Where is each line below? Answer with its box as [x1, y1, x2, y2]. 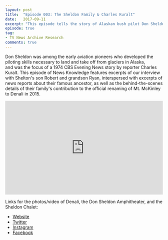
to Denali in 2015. [5, 90, 41, 96]
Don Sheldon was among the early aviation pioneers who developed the [5, 53, 153, 59]
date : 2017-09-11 [5, 16, 46, 21]
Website [12, 213, 30, 219]
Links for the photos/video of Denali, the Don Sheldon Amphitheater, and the [5, 198, 162, 204]
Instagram [12, 224, 33, 230]
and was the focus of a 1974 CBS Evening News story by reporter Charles [5, 64, 157, 70]
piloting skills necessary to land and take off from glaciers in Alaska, [5, 58, 145, 65]
